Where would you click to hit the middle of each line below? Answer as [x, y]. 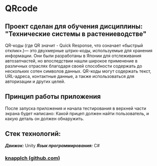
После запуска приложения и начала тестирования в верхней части [76, 108]
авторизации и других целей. [35, 81]
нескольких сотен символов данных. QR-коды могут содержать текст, [78, 71]
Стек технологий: [33, 134]
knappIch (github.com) [33, 158]
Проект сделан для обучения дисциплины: [74, 26]
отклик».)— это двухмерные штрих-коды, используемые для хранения [79, 51]
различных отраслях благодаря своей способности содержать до [74, 66]
